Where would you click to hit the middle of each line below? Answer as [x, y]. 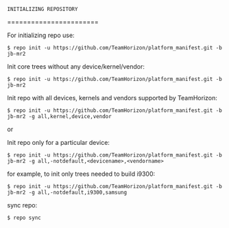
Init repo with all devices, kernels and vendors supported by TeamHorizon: [112, 98]
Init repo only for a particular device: [58, 142]
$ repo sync [24, 218]
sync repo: [22, 205]
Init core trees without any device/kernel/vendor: [76, 67]
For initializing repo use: [41, 35]
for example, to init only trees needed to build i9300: [81, 174]
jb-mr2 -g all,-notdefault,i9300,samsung [67, 192]
